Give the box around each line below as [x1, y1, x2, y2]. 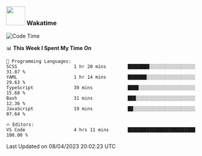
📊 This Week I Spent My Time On [6, 45, 92, 52]
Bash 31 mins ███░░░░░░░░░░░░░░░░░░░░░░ [6, 95, 196, 102]
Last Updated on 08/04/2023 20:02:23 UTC [6, 143, 116, 150]
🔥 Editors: [6, 122, 34, 128]
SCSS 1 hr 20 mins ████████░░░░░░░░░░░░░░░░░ [6, 64, 196, 70]
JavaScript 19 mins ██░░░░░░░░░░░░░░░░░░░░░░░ [6, 106, 196, 112]
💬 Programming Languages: [6, 58, 71, 64]
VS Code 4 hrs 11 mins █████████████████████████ [6, 127, 196, 133]
